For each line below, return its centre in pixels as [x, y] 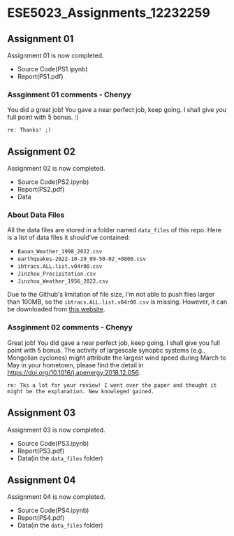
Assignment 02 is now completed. [56, 169]
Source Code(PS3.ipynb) [53, 443]
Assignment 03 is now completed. [56, 430]
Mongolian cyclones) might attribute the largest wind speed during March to [117, 358]
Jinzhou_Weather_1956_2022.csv [63, 281]
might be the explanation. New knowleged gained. [81, 391]
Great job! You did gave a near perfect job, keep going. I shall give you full [114, 343]
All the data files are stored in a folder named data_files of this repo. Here [115, 230]
